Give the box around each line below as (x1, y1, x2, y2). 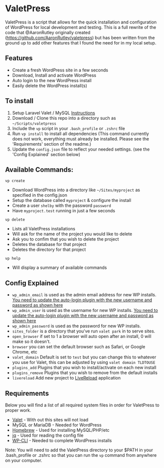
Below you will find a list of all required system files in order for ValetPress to (5, 402, 160, 408)
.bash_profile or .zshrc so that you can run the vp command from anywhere (5, 452, 157, 458)
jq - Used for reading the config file (12, 432, 84, 438)
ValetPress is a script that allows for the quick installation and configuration (5, 19, 157, 25)
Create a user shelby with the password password (12, 202, 111, 208)
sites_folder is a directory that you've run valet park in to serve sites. (12, 328, 156, 334)
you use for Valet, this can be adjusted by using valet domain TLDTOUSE (12, 359, 156, 365)
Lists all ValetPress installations (12, 226, 75, 232)
